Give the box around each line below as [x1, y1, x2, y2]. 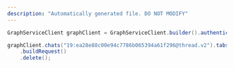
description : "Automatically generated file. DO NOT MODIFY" [7, 10, 189, 17]
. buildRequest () [19, 48, 68, 56]
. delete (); [19, 55, 52, 62]
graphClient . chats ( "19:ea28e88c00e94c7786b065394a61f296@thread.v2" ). [7, 42, 217, 49]
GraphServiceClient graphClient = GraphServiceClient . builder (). [7, 29, 201, 36]
